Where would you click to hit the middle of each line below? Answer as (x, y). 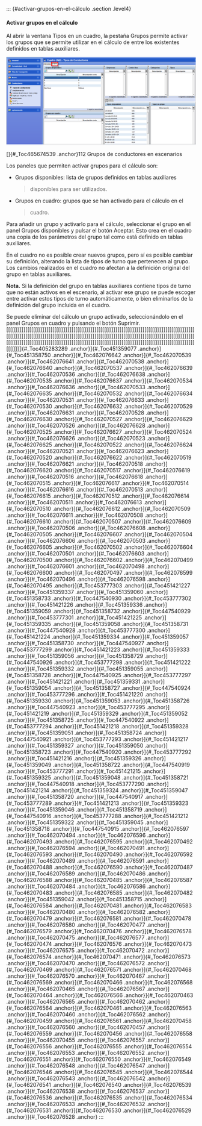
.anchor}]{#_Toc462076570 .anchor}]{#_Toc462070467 (76, 976)
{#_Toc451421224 (28, 637)
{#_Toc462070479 (29, 919)
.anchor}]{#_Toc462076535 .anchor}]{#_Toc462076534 (123, 1098)
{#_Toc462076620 (29, 471)
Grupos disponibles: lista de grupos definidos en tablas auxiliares (96, 178)
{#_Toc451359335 (29, 624)
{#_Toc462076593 (29, 854)
